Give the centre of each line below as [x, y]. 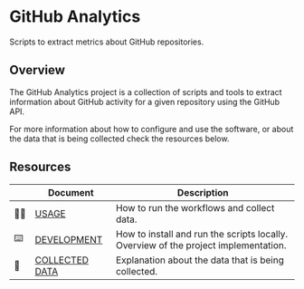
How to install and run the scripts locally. [202, 234]
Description [203, 192]
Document [71, 192]
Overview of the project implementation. [201, 245]
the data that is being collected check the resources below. [119, 139]
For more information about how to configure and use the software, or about [152, 129]
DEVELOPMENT [69, 239]
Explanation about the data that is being [200, 260]
